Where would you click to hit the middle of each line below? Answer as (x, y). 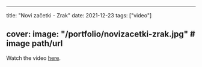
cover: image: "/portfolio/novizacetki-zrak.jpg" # (101, 34)
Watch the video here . (34, 58)
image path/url (35, 43)
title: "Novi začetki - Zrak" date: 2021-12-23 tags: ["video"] (79, 15)
